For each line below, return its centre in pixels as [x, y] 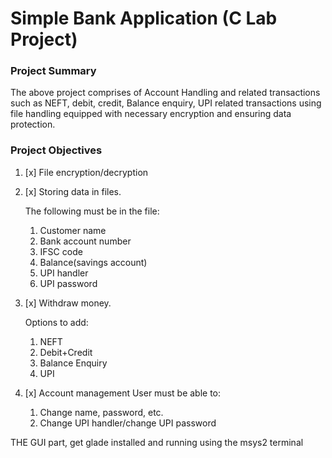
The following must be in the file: [92, 211]
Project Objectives [56, 150]
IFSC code [61, 251]
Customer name [73, 230]
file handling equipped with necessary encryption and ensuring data [151, 114]
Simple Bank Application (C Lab [144, 18]
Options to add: [56, 322]
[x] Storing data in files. [73, 191]
